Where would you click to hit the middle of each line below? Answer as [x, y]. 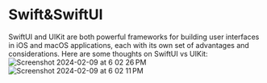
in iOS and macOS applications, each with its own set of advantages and [129, 45]
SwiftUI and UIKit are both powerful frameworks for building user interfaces [134, 37]
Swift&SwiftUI [56, 15]
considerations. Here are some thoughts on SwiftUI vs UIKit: [108, 53]
